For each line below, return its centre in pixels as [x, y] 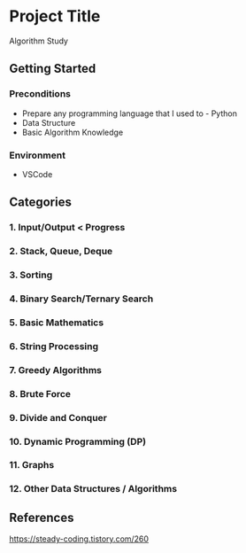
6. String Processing [54, 346]
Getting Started [53, 69]
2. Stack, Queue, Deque [61, 252]
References [42, 517]
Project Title [55, 16]
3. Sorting [31, 275]
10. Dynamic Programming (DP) [78, 441]
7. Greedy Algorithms [56, 370]
